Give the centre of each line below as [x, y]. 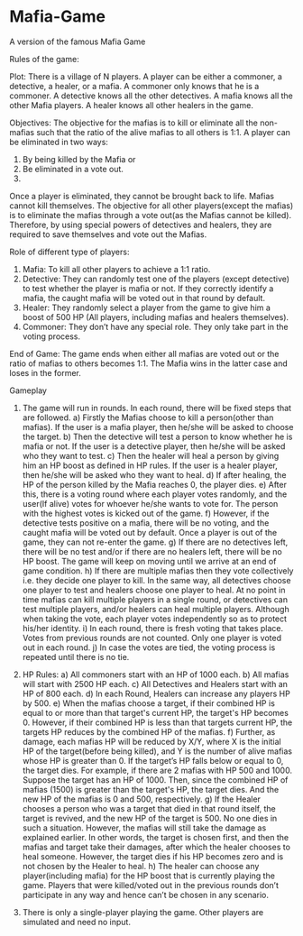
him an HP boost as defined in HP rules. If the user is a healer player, [150, 465]
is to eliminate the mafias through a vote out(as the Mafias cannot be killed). [150, 215]
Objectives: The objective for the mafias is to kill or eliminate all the [134, 123]
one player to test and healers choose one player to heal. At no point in [154, 590]
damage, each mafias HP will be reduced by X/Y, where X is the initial [151, 741]
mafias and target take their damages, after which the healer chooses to [156, 847]
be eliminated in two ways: [59, 142]
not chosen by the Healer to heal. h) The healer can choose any [141, 866]
